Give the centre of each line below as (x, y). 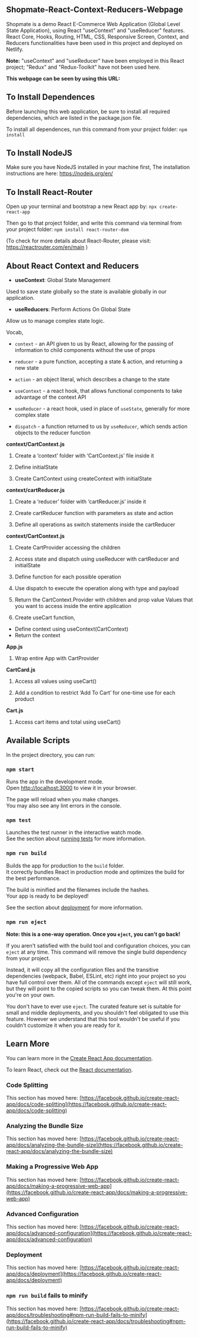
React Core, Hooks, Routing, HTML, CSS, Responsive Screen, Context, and (97, 36)
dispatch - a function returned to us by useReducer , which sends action (101, 427)
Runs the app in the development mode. (55, 782)
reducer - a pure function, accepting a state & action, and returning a (98, 362)
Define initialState (36, 467)
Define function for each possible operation (68, 577)
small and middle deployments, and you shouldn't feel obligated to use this (97, 1013)
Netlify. (15, 49)
